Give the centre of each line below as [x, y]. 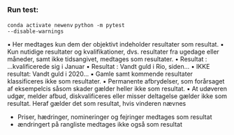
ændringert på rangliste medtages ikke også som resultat [100, 125]
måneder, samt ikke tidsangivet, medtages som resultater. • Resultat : [107, 59]
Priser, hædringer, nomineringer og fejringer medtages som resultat [115, 117]
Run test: [23, 10]
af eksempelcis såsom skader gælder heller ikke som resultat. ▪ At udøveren [117, 89]
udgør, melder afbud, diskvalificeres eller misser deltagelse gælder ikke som [117, 96]
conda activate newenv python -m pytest [66, 26]
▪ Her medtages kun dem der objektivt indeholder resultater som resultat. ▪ [116, 45]
